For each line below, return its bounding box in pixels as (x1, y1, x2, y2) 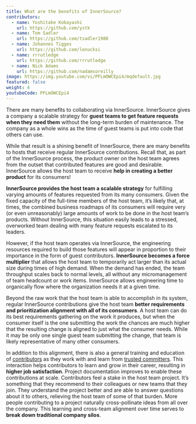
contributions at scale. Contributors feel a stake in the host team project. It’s (6, 374, 189, 381)
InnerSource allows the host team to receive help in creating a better (6, 167, 173, 174)
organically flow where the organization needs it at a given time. (6, 283, 160, 290)
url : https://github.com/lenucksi (16, 47, 101, 53)
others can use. (6, 131, 44, 138)
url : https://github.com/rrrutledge (16, 57, 106, 63)
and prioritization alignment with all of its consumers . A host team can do (6, 306, 187, 313)
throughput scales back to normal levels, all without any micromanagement (6, 270, 187, 278)
